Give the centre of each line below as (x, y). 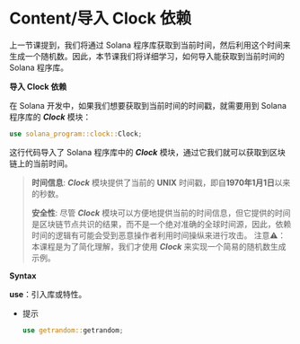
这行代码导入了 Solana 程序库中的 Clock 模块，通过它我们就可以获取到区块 (147, 152)
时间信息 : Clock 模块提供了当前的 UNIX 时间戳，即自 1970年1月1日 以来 (161, 182)
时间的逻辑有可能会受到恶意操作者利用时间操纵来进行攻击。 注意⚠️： (159, 235)
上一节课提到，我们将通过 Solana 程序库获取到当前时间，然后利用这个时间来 (150, 45)
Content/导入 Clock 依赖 (100, 18)
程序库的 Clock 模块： (50, 117)
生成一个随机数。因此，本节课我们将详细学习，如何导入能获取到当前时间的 (147, 56)
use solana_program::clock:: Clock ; (76, 134)
